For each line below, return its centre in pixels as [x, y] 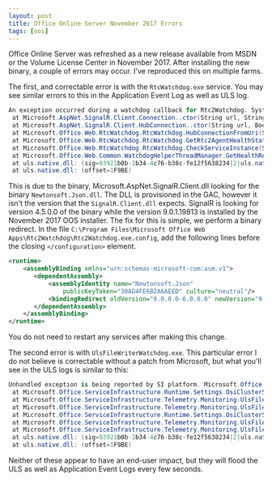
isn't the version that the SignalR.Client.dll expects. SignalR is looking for [134, 203]
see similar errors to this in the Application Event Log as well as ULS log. [129, 96]
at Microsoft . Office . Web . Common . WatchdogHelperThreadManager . [119, 156]
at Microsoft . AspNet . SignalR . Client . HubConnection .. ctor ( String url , [132, 126]
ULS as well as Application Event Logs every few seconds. [106, 469]
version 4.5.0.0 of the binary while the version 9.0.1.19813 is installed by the [134, 212]
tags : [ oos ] [28, 31]
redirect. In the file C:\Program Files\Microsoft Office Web [107, 229]
